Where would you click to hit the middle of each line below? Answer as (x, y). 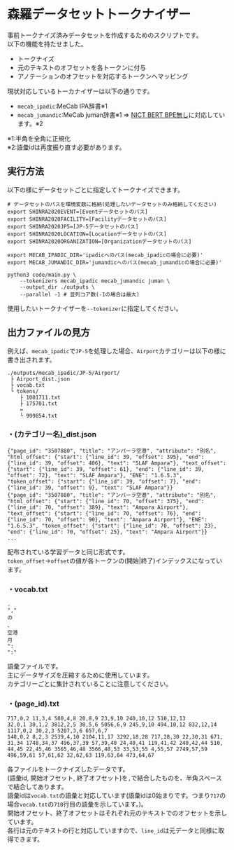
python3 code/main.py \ (42, 275)
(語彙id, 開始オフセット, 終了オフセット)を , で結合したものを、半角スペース (115, 778)
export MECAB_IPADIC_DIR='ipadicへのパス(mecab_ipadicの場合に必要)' (105, 255)
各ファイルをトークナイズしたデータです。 (68, 769)
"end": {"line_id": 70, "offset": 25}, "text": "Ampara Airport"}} (108, 532)
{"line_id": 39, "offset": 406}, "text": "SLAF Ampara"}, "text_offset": (117, 463)
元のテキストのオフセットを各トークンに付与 (82, 67)
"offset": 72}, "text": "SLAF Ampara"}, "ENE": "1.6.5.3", (95, 475)
